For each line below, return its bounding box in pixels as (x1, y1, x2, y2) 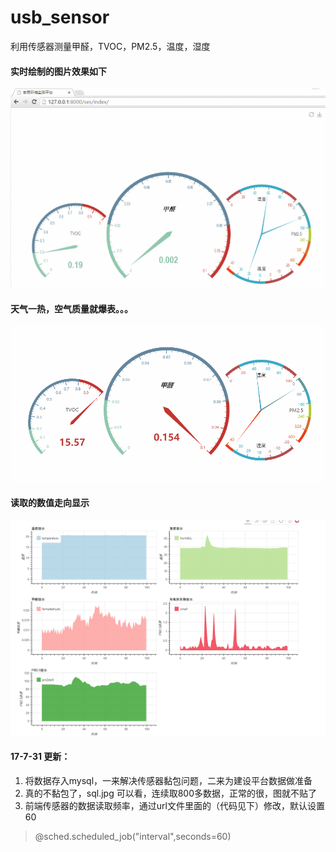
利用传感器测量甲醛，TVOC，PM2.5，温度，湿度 (10, 40, 211, 52)
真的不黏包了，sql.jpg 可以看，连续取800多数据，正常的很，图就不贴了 (24, 787, 317, 799)
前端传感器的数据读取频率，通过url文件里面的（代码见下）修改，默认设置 (24, 799, 325, 811)
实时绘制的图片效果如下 (10, 65, 107, 77)
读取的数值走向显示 (10, 497, 90, 509)
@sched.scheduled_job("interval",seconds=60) (34, 830, 232, 842)
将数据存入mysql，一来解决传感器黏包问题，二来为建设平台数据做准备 (24, 774, 313, 786)
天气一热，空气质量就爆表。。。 (10, 302, 133, 315)
